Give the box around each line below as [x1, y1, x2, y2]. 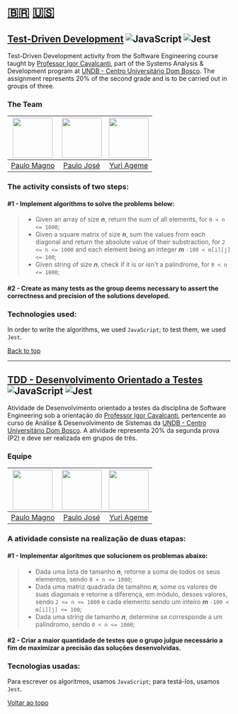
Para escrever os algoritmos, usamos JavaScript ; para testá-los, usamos [7, 677, 220, 686]
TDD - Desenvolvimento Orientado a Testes [7, 373, 203, 386]
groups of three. [7, 82, 55, 90]
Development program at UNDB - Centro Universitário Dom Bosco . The [7, 67, 215, 75]
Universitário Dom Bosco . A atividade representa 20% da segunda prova [7, 426, 220, 435]
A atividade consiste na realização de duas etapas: [7, 534, 186, 544]
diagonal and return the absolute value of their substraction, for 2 [35, 238, 225, 246]
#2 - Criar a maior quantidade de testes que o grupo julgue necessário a [7, 636, 223, 645]
